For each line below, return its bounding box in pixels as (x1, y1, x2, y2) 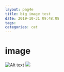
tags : (5, 20, 16, 25)
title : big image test (5, 12, 51, 16)
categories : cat (5, 25, 38, 30)
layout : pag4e (5, 7, 34, 12)
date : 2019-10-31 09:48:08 (5, 16, 60, 21)
